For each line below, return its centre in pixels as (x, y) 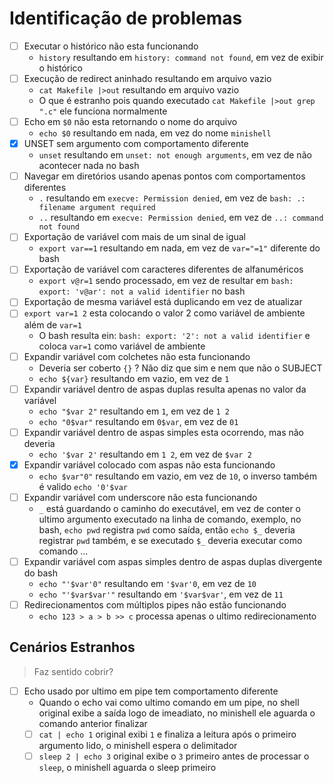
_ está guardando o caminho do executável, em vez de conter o (170, 508)
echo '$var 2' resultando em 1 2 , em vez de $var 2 (145, 454)
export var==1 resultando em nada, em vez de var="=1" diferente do (179, 248)
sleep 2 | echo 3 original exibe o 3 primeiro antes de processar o (174, 756)
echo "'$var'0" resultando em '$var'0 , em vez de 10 (147, 583)
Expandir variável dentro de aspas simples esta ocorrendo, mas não (163, 432)
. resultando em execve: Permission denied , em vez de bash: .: (172, 198)
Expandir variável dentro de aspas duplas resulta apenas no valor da (165, 389)
